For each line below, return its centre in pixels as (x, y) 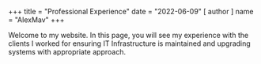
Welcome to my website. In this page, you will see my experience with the (129, 35)
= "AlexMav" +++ (36, 20)
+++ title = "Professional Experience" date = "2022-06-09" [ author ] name (131, 11)
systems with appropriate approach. (67, 52)
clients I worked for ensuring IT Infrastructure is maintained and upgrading (129, 43)
